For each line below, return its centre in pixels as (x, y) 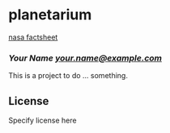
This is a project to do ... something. (68, 76)
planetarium (50, 15)
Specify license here (42, 121)
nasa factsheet (33, 37)
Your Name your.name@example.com (85, 58)
